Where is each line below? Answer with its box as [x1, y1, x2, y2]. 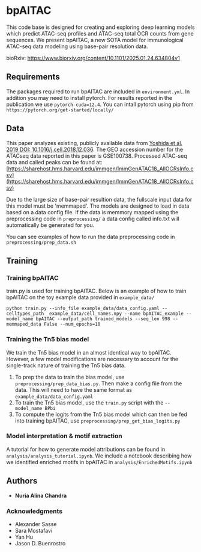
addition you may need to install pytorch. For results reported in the [6, 94, 173, 101]
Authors [6, 476, 38, 486]
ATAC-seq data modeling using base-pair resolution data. [6, 43, 148, 50]
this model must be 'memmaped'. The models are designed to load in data [6, 202, 190, 209]
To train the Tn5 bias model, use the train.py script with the [14, 398, 164, 406]
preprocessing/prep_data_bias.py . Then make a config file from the [14, 380, 182, 387]
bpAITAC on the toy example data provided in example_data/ [6, 294, 155, 301]
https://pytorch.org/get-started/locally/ [6, 107, 114, 113]
